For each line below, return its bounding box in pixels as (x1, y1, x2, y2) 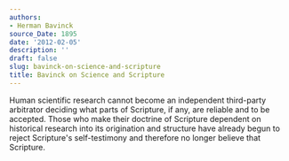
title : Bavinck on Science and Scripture (9, 71, 165, 80)
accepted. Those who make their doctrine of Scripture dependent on (9, 113, 261, 124)
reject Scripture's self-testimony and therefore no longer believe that (9, 132, 261, 142)
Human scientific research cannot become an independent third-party (9, 95, 267, 105)
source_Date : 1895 (9, 29, 77, 38)
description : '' (9, 46, 69, 55)
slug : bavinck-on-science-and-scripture (9, 63, 162, 72)
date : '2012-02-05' (9, 37, 82, 47)
